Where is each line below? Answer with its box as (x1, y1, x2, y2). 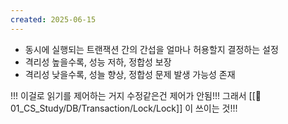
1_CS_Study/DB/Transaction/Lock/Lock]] (10, 102, 183, 114)
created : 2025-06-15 (10, 14, 97, 25)
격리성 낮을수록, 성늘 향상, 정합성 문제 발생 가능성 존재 (24, 68, 236, 80)
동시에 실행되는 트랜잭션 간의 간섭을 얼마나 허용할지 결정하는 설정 (24, 43, 279, 55)
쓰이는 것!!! (194, 102, 238, 114)
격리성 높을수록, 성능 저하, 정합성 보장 (24, 56, 172, 68)
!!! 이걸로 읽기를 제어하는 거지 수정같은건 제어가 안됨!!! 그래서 (10, 89, 247, 101)
